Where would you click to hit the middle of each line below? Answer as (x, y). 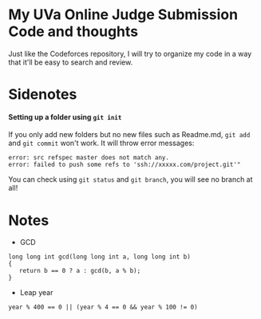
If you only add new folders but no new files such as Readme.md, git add (129, 135)
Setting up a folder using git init (65, 116)
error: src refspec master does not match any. (89, 158)
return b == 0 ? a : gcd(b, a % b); (80, 271)
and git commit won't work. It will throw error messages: (101, 143)
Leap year (36, 293)
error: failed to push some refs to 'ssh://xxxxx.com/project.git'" (125, 165)
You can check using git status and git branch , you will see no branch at (130, 179)
